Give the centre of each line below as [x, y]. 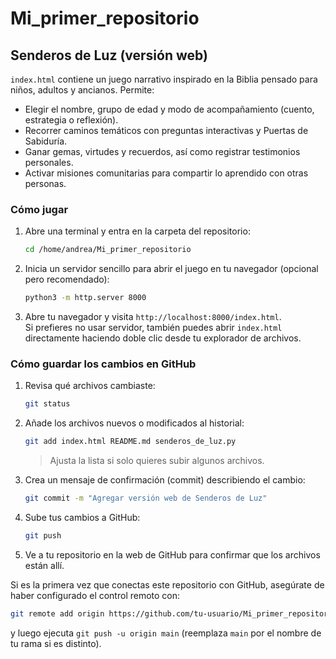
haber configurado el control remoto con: [95, 595]
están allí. [44, 565]
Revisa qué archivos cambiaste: [90, 386]
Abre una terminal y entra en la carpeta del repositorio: [137, 231]
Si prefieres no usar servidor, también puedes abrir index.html [153, 328]
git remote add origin [57, 613]
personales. [49, 162]
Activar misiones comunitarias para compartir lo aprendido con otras [166, 173]
